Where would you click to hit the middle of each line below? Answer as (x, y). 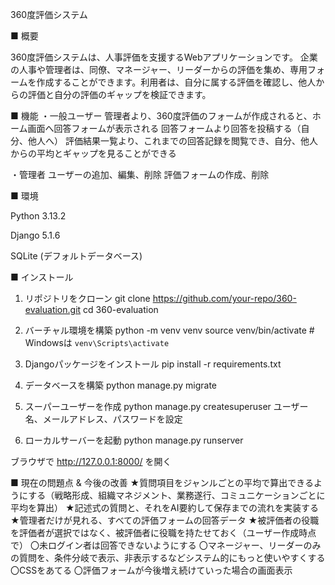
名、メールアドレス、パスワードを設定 (103, 419)
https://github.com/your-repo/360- (224, 298)
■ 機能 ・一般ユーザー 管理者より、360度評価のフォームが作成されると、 (161, 116)
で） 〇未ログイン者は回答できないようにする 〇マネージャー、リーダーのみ (166, 545)
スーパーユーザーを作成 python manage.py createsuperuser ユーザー (166, 406)
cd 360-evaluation (121, 309)
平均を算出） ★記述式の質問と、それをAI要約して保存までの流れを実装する (165, 507)
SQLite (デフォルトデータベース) (76, 256)
